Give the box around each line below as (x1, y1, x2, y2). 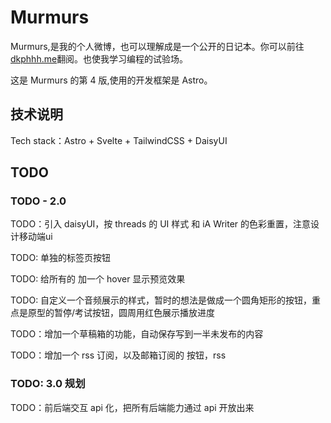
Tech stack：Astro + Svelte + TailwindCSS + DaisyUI (10, 134, 228, 146)
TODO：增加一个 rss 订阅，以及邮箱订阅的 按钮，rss (10, 349, 227, 361)
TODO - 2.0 (10, 194, 67, 208)
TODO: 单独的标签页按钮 (10, 252, 112, 264)
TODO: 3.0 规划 (10, 377, 86, 391)
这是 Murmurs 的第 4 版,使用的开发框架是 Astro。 (10, 74, 213, 86)
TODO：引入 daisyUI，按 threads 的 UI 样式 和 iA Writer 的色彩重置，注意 (10, 218, 312, 230)
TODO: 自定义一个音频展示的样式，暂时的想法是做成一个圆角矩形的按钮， (10, 294, 313, 306)
